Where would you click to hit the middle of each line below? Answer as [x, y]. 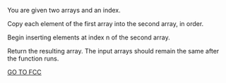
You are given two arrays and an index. [64, 10]
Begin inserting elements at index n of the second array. [89, 37]
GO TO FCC [25, 72]
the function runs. [33, 58]
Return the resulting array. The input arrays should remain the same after [113, 51]
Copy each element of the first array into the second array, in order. [106, 24]
